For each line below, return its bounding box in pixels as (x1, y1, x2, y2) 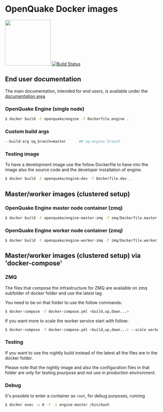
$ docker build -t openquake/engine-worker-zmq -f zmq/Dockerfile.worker (5, 238, 158, 243)
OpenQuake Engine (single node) (5, 105, 85, 112)
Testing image (5, 151, 40, 157)
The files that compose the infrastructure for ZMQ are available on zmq (5, 285, 147, 291)
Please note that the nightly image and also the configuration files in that (5, 364, 150, 370)
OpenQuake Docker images (5, 3, 118, 15)
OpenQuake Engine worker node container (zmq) (5, 227, 123, 234)
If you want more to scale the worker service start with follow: (5, 318, 129, 324)
